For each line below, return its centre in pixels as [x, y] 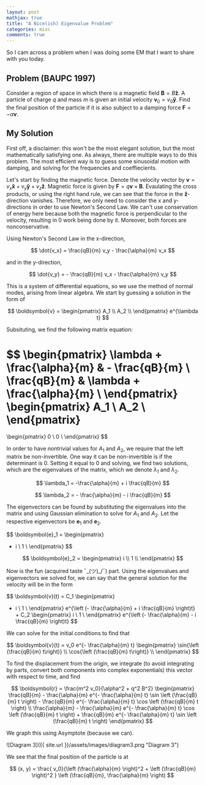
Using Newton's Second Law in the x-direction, [66, 239]
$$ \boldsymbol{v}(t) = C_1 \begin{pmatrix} [61, 596]
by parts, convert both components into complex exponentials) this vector [99, 670]
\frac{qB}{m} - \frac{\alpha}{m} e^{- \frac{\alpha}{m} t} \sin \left [89, 695]
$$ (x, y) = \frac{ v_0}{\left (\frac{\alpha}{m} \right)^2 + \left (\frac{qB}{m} [103, 769]
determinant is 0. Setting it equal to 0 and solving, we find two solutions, [97, 463]
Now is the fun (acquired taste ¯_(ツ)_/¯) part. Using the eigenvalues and [98, 571]
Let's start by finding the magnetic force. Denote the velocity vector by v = [101, 179]
